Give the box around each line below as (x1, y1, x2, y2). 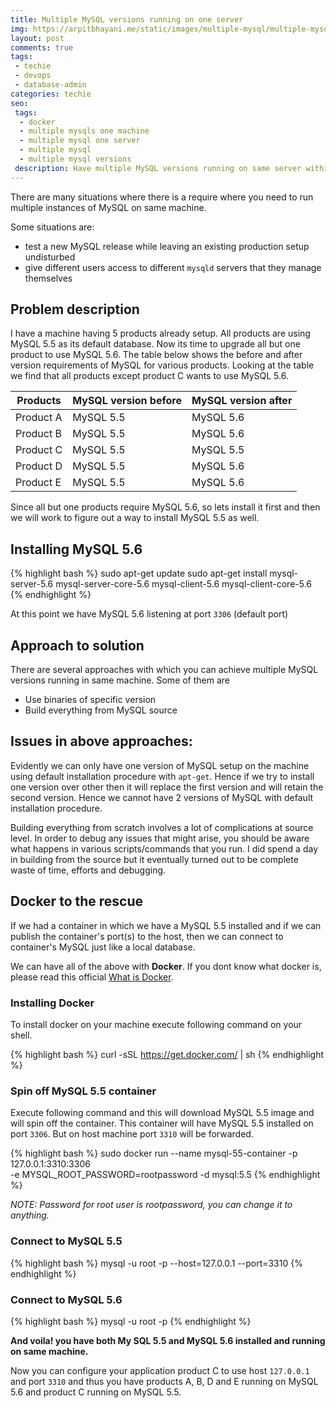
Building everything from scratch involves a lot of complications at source (10, 821, 314, 833)
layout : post (10, 33, 65, 43)
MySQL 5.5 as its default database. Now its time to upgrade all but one (10, 338, 301, 350)
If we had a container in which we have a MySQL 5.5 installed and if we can (10, 919, 322, 931)
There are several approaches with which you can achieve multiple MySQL (10, 664, 319, 676)
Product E (15, 476, 62, 490)
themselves (24, 272, 73, 284)
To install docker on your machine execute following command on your (10, 1018, 303, 1030)
